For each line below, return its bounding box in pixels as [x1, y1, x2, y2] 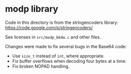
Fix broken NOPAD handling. [12, 63, 70, 69]
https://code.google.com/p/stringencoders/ [5, 24, 93, 30]
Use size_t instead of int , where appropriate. [12, 53, 105, 59]
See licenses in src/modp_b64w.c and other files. [5, 34, 101, 40]
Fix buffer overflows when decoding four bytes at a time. [12, 58, 127, 64]
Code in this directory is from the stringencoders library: [5, 19, 118, 25]
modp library [5, 3, 59, 15]
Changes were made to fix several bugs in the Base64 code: [5, 43, 127, 49]
